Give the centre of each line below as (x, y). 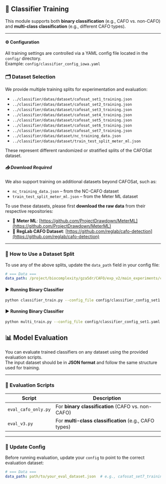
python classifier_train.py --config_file (49, 300)
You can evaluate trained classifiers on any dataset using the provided (77, 352)
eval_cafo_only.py (29, 409)
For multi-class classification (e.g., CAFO (105, 420)
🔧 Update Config (25, 446)
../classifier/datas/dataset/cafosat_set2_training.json (72, 105)
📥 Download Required (29, 167)
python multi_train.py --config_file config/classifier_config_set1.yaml (83, 322)
